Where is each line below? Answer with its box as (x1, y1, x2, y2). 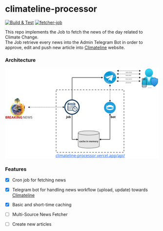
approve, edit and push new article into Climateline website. (5, 44, 125, 50)
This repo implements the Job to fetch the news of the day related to (5, 29, 143, 35)
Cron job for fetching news (12, 177, 66, 183)
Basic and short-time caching (12, 201, 72, 208)
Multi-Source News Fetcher (12, 212, 68, 217)
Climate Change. (5, 34, 39, 40)
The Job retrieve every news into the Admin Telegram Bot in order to (5, 39, 143, 45)
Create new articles (12, 221, 52, 227)
